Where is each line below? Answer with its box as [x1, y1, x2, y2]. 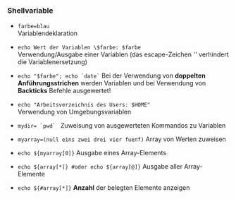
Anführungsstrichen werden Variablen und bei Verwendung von [17, 79, 206, 88]
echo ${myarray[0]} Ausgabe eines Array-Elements [17, 149, 167, 157]
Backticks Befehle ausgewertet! [17, 87, 111, 95]
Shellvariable [7, 6, 54, 16]
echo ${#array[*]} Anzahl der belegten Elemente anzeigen [17, 183, 190, 192]
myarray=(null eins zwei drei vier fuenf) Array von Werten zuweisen [17, 135, 227, 143]
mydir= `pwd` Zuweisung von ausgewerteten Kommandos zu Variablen [17, 121, 226, 130]
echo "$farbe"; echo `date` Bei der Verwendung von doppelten [17, 71, 206, 80]
